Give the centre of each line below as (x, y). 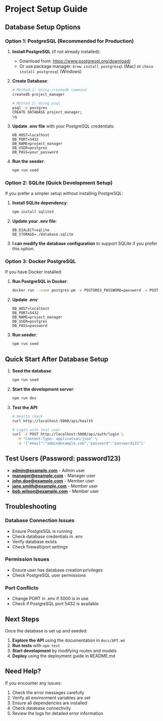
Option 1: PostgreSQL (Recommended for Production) (69, 41)
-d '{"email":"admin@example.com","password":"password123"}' (81, 443)
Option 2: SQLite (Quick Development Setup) (59, 183)
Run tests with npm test (36, 645)
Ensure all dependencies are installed (50, 703)
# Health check (27, 416)
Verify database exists (34, 542)
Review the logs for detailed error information (58, 713)
